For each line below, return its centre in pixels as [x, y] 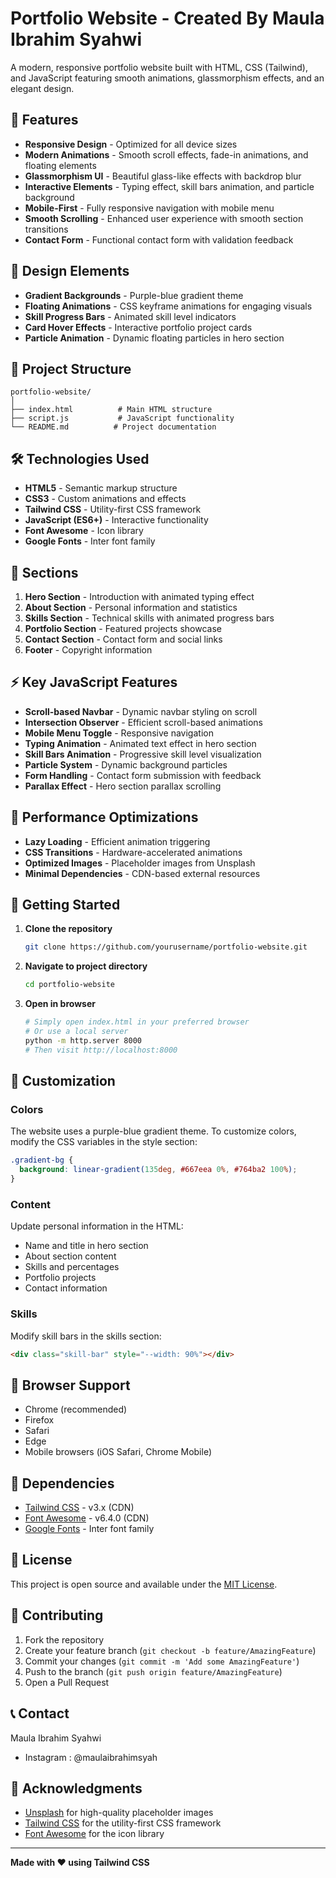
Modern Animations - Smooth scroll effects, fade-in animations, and [166, 154]
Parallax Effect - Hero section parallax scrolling [123, 786]
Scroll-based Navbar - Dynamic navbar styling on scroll [141, 711]
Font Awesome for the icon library [94, 1834]
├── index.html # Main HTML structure [111, 410]
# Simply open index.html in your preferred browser [137, 1022]
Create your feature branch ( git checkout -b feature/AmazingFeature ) [170, 1650]
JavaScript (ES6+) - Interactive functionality [116, 520]
